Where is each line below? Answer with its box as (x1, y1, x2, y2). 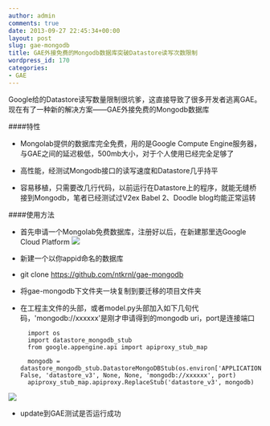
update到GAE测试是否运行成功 (19, 408, 121, 418)
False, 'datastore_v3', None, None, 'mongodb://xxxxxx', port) (19, 371, 237, 379)
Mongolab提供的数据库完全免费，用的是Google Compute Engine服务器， (19, 138, 261, 148)
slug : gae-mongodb (8, 42, 70, 50)
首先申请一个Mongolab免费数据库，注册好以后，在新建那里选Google (19, 226, 247, 237)
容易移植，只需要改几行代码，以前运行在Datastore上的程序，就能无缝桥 (19, 182, 257, 193)
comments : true (8, 19, 59, 27)
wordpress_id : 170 (8, 57, 70, 65)
